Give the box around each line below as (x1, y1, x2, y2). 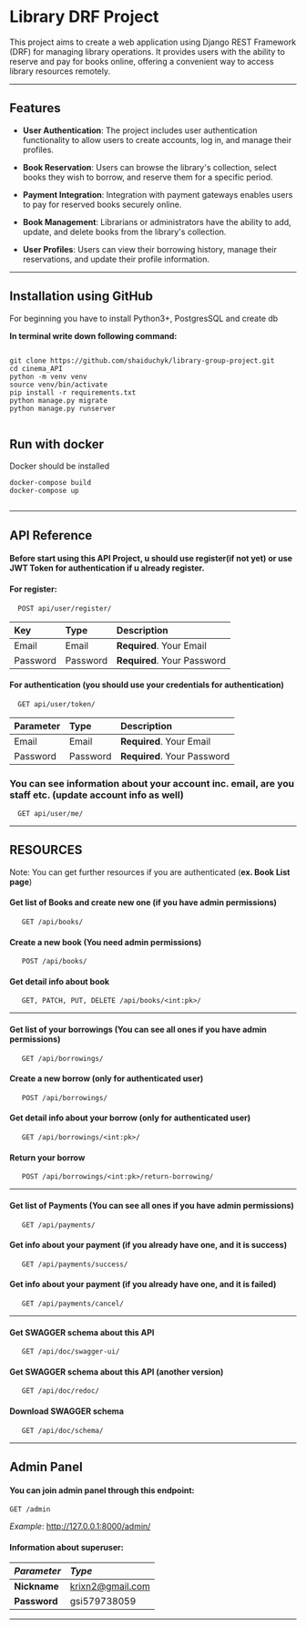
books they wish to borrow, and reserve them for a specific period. (22, 171, 273, 182)
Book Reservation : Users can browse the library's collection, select (22, 161, 278, 172)
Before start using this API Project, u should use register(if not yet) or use (9, 553, 293, 564)
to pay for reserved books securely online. (22, 199, 182, 210)
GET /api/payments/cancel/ (21, 1299, 125, 1308)
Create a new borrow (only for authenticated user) (9, 1073, 204, 1084)
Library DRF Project (9, 6, 159, 27)
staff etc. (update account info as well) (9, 789, 184, 801)
